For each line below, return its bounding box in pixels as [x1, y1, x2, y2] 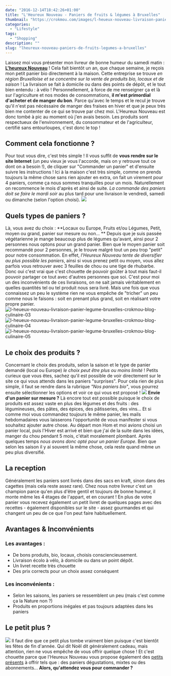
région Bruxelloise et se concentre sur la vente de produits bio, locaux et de [5, 76, 164, 82]
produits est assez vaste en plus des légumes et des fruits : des [5, 400, 139, 407]
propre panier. [5, 301, 35, 307]
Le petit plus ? [5, 623, 51, 632]
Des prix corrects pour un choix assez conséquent [12, 568, 119, 574]
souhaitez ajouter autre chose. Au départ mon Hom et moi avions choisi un [5, 422, 162, 429]
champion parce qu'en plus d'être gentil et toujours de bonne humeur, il [5, 488, 156, 494]
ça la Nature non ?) [12, 597, 53, 604]
